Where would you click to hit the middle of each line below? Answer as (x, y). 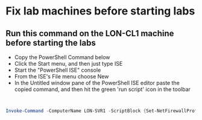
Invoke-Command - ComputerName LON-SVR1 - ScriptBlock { (76, 111)
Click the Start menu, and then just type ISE (68, 64)
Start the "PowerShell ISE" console (58, 70)
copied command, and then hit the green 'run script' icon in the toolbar (103, 89)
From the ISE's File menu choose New (62, 76)
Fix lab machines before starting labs (100, 11)
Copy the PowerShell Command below (62, 57)
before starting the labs (51, 43)
